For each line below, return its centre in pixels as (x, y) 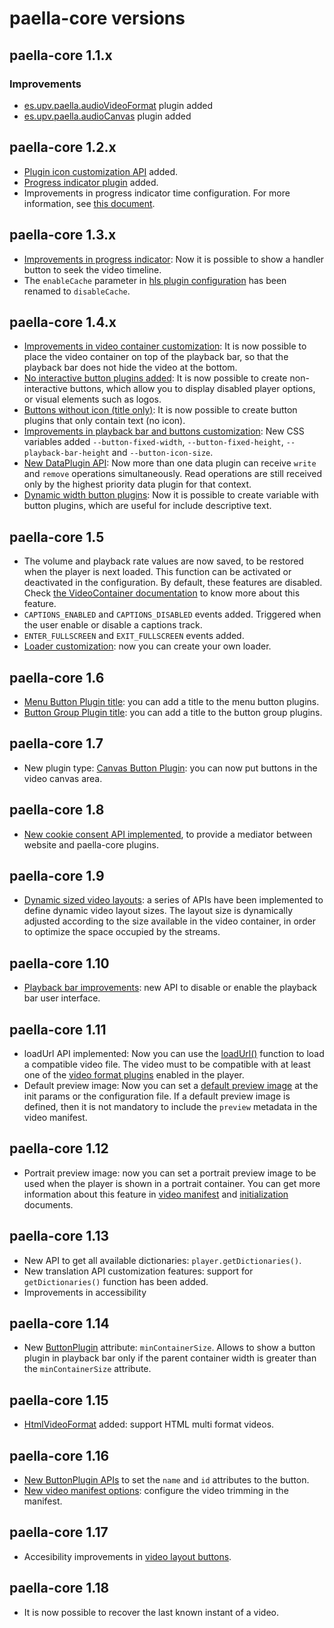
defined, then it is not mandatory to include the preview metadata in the (170, 1106)
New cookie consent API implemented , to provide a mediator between (168, 834)
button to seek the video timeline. (92, 269)
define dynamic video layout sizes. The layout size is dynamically (158, 911)
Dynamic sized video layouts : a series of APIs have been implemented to (173, 900)
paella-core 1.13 (59, 1236)
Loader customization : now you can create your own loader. (147, 646)
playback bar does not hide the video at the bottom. (130, 368)
